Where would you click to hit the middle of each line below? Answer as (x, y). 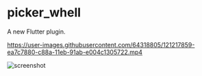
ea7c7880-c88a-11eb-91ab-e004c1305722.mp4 (75, 52)
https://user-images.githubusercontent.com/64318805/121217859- (101, 45)
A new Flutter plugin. (37, 31)
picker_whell (44, 13)
